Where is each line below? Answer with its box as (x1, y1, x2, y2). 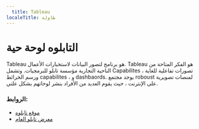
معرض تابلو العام (15, 115, 53, 122)
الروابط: (6, 95, 29, 104)
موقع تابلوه (15, 108, 40, 116)
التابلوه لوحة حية (6, 41, 78, 55)
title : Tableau (12, 8, 50, 15)
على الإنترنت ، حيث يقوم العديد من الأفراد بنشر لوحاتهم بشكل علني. (6, 80, 158, 87)
